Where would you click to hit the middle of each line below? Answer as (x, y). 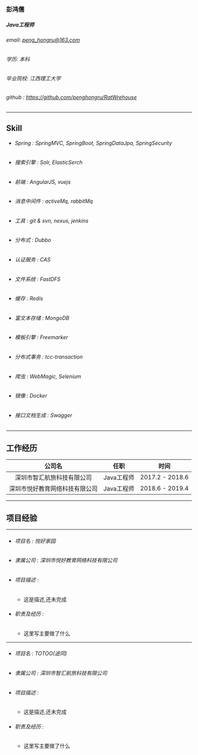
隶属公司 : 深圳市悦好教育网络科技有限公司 (66, 560)
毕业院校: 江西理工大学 (33, 79)
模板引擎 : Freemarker (41, 337)
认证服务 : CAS (33, 259)
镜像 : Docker (31, 396)
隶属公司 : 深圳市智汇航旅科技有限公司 (61, 673)
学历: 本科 (18, 59)
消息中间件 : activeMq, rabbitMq (54, 201)
